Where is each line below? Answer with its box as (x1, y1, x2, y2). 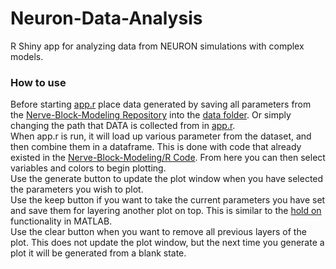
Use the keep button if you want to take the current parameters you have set (10, 194, 326, 206)
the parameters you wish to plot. (10, 183, 144, 196)
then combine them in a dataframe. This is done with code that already (10, 141, 302, 153)
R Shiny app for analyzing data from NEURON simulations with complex (10, 40, 305, 52)
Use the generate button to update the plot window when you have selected (10, 173, 324, 185)
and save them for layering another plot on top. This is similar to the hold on (10, 205, 322, 217)
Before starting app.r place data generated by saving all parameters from (10, 98, 312, 111)
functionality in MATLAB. (10, 215, 113, 227)
